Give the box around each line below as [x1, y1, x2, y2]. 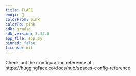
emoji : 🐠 [5, 12, 24, 17]
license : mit [5, 45, 33, 50]
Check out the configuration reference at [5, 59, 92, 65]
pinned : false [5, 41, 36, 46]
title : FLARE [5, 7, 33, 13]
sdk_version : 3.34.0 [5, 31, 50, 36]
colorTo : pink [5, 21, 36, 27]
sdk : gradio [5, 27, 31, 32]
